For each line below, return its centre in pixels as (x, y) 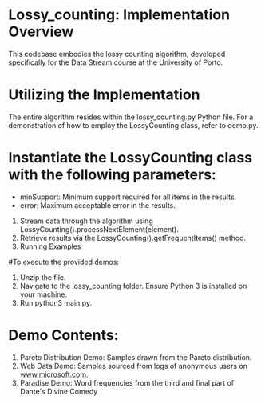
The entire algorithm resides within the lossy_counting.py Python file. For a (131, 117)
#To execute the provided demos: (64, 262)
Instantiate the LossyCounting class (131, 158)
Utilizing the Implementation (105, 95)
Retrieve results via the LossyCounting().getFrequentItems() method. (133, 238)
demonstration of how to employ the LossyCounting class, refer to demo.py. (133, 125)
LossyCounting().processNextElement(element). (99, 229)
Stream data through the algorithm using (86, 221)
